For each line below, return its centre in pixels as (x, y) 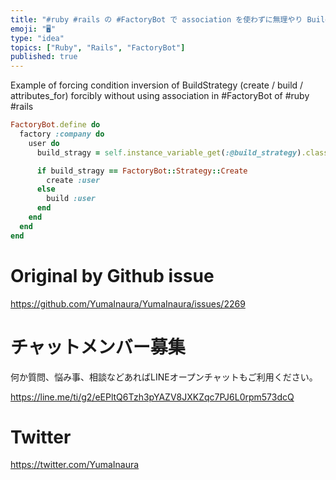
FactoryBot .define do (55, 125)
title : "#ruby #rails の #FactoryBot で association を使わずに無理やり (156, 19)
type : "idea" (37, 38)
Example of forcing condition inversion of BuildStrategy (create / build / (157, 85)
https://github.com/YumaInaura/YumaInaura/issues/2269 (128, 303)
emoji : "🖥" (33, 29)
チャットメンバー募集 (98, 347)
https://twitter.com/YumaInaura (75, 465)
